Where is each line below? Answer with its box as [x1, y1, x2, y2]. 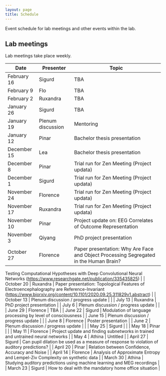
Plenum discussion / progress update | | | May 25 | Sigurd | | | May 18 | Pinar [5, 323, 161, 329]
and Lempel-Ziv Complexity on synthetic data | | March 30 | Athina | [5, 355, 144, 361]
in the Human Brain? [74, 258, 121, 265]
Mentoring [74, 121, 98, 128]
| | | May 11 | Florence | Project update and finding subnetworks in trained [5, 329, 154, 334]
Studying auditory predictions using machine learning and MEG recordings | [5, 360, 160, 366]
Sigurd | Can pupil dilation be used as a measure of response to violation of [5, 339, 159, 345]
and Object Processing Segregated [74, 252, 156, 259]
